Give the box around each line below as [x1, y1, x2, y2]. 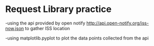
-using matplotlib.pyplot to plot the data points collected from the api [5, 35, 149, 41]
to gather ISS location [25, 25, 70, 31]
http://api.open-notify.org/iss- [86, 20, 149, 26]
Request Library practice [5, 3, 112, 15]
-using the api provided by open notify [5, 20, 86, 26]
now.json [5, 25, 24, 31]
